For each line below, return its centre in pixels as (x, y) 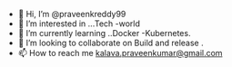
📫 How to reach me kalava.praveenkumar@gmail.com (120, 53)
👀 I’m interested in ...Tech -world (79, 24)
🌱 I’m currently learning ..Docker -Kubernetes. (104, 33)
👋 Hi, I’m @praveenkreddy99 (72, 14)
